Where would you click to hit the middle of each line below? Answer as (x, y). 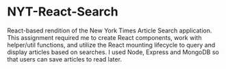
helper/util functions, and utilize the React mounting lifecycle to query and (111, 45)
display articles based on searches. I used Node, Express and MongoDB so (113, 52)
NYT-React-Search (63, 12)
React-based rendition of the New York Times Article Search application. (110, 30)
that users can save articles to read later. (64, 59)
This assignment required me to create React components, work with (104, 37)
